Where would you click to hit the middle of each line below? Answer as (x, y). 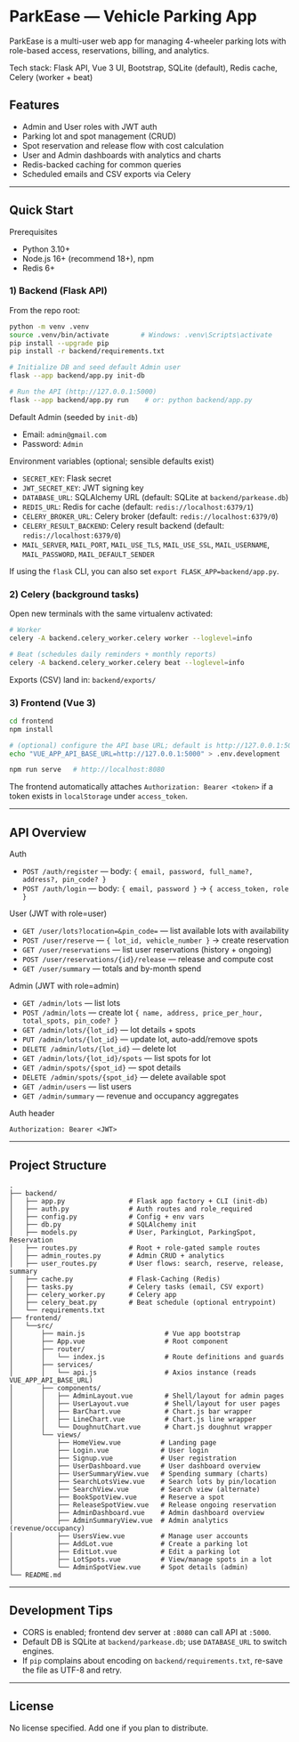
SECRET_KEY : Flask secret (67, 478)
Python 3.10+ (46, 249)
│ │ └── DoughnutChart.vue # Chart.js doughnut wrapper (141, 1427)
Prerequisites (33, 231)
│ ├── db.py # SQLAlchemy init (103, 1224)
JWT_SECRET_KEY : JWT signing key (83, 488)
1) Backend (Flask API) (59, 291)
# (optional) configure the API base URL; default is (111, 745)
